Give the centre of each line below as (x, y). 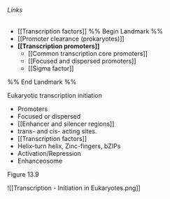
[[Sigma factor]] (51, 68)
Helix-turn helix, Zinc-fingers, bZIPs (69, 146)
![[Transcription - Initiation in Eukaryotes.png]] (74, 188)
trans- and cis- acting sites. (57, 131)
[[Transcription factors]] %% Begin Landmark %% (90, 31)
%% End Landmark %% (42, 82)
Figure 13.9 (23, 175)
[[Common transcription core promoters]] (88, 54)
